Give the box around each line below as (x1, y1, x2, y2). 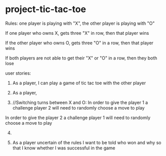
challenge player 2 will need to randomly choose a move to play (12, 105, 145, 111)
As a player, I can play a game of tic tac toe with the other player (12, 80, 146, 86)
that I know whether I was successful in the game (12, 145, 116, 151)
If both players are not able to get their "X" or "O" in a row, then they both (5, 55, 157, 61)
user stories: (5, 70, 31, 76)
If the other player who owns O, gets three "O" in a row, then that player (5, 39, 153, 46)
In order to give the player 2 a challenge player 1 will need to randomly (5, 115, 151, 121)
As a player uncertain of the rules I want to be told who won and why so (12, 139, 162, 145)
